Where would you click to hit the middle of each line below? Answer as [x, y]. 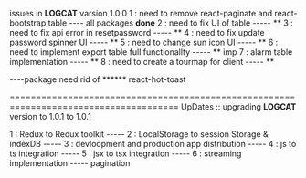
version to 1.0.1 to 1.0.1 [50, 116]
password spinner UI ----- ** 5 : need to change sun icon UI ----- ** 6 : [144, 42]
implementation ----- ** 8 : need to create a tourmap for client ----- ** [142, 62]
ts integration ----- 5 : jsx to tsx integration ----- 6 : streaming [126, 153]
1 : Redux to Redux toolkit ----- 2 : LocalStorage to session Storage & [139, 134]
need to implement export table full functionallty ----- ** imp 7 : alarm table [151, 52]
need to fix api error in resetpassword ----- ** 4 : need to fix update [137, 32]
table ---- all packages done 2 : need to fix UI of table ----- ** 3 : [171, 23]
